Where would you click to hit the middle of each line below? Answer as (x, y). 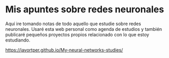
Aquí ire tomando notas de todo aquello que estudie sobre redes (73, 24)
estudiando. (18, 40)
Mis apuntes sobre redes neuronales (85, 9)
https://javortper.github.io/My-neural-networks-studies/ (64, 50)
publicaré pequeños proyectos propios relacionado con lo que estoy (77, 34)
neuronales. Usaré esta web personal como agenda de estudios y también (84, 29)
